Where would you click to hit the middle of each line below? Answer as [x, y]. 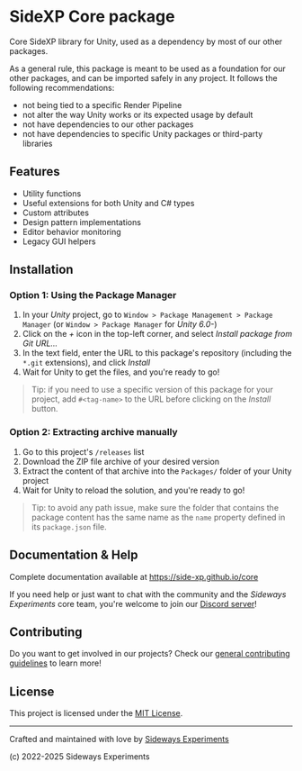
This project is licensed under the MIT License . [96, 713]
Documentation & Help [74, 555]
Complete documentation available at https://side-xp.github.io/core [134, 576]
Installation [41, 270]
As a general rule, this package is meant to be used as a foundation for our [147, 68]
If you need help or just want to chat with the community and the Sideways [148, 594]
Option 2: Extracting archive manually [93, 432]
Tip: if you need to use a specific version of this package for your [152, 390]
